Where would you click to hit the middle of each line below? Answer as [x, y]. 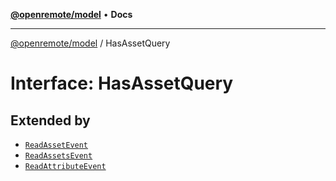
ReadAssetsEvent [58, 156]
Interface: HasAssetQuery [122, 83]
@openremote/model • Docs [71, 14]
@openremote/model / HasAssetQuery [90, 43]
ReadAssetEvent [56, 145]
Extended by [50, 120]
